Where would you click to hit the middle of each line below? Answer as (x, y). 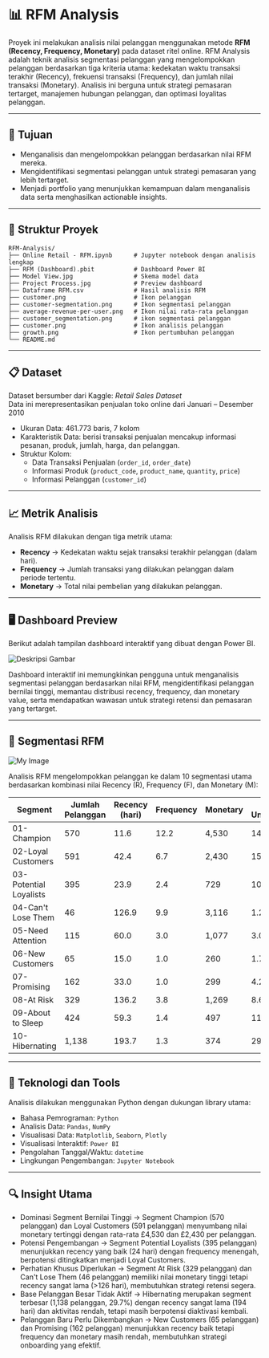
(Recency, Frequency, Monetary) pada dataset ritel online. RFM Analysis (129, 51)
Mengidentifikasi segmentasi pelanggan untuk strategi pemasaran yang (138, 171)
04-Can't (30, 907)
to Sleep (28, 1023)
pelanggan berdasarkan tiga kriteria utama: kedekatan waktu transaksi (124, 67)
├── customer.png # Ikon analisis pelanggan (116, 325)
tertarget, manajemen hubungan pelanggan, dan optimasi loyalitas (117, 93)
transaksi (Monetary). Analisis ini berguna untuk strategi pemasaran (120, 85)
